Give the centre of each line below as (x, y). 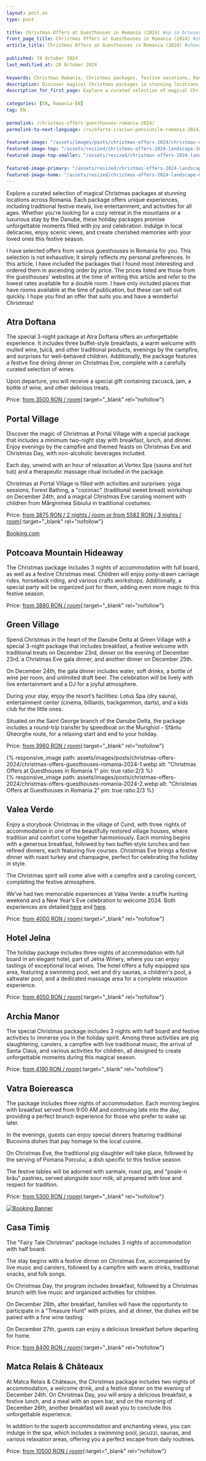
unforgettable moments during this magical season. (71, 1057)
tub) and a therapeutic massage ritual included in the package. (86, 472)
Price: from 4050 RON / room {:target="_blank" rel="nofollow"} (85, 997)
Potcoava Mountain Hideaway (65, 553)
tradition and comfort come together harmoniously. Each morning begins (98, 837)
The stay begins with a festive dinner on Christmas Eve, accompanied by (98, 1260)
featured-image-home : (34, 175)
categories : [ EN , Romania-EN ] (45, 104)
